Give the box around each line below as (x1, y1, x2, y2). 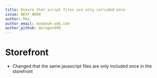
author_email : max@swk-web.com (5, 21, 70, 26)
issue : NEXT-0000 (5, 12, 41, 17)
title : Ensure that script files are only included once (5, 7, 126, 12)
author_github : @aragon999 (5, 26, 61, 31)
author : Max (5, 16, 30, 21)
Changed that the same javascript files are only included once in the (12, 63, 152, 69)
